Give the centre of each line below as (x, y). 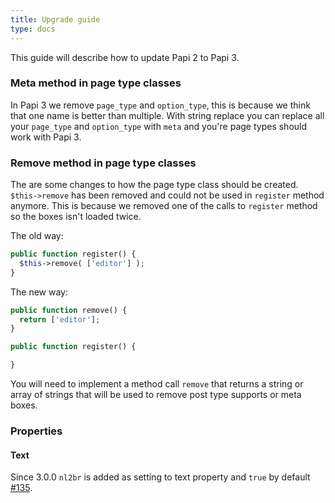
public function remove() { (69, 310)
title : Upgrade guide (55, 19)
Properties (36, 431)
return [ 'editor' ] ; (60, 319)
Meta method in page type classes (96, 83)
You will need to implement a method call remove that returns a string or (157, 384)
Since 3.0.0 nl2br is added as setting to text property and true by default (160, 477)
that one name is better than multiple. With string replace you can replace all (167, 115)
